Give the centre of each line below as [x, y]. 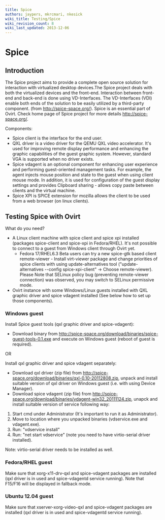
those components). [33, 301]
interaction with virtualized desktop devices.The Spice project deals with [79, 88]
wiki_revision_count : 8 [30, 23]
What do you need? [25, 228]
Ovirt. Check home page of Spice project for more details [63, 114]
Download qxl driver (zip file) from [47, 373]
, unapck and [144, 399]
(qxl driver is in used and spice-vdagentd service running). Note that [75, 478]
